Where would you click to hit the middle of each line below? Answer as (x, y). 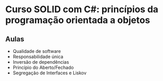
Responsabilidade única (38, 57)
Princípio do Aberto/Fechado (43, 67)
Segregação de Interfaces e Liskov (49, 73)
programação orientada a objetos (78, 20)
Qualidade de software (37, 51)
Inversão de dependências (41, 62)
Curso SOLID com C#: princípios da (82, 9)
